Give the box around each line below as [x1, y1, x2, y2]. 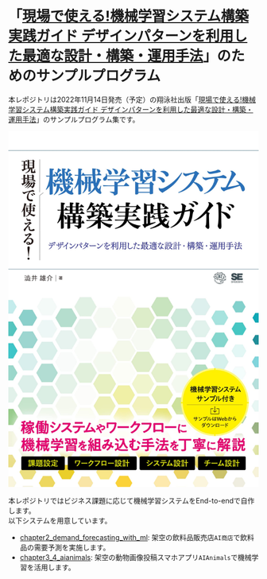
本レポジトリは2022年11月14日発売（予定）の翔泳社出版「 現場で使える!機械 [8, 95, 257, 104]
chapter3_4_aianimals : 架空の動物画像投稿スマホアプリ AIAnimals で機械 [19, 552, 252, 562]
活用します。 [33, 562, 75, 572]
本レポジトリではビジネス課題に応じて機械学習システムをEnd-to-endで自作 [8, 495, 255, 505]
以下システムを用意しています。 [8, 515, 112, 525]
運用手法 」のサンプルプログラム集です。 [8, 115, 140, 124]
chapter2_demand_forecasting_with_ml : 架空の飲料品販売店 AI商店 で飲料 [19, 532, 254, 542]
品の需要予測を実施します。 [19, 542, 110, 552]
